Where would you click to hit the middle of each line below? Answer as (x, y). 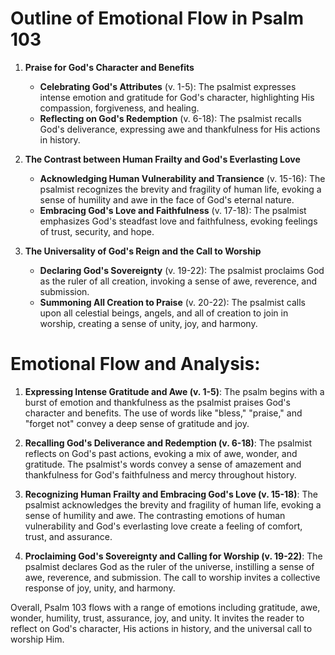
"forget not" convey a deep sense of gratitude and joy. (137, 423)
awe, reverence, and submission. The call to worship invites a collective (172, 577)
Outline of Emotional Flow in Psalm (157, 18)
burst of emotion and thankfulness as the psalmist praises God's (157, 402)
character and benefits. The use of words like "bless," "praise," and (163, 413)
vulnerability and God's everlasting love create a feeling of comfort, (163, 526)
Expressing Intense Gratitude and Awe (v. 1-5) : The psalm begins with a (174, 391)
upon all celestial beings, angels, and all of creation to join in (164, 313)
